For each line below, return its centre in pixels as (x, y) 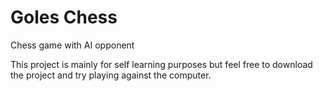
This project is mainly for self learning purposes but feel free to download (161, 64)
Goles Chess (64, 17)
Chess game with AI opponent (72, 45)
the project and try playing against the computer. (111, 75)
